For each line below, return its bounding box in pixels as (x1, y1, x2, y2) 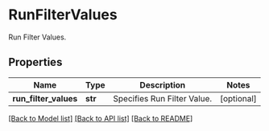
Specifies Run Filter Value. (113, 92, 213, 104)
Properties (8, 55, 63, 69)
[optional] (220, 92, 258, 104)
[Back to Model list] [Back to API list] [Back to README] (8, 113, 193, 123)
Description (139, 79, 186, 90)
